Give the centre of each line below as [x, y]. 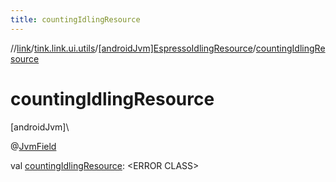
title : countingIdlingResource [75, 19]
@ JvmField [33, 146]
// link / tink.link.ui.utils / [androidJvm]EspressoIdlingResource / [133, 48]
